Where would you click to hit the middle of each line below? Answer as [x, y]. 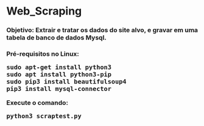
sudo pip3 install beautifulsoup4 [66, 82]
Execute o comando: [37, 102]
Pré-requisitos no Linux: [43, 54]
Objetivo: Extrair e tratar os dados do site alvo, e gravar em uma [102, 30]
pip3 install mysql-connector [59, 89]
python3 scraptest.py [44, 116]
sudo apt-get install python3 [59, 68]
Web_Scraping [44, 11]
